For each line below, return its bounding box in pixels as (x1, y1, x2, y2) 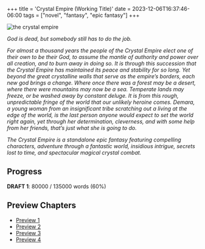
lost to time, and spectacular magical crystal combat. (7, 149, 142, 156)
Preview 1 (15, 216, 40, 223)
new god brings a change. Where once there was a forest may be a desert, (7, 79, 196, 86)
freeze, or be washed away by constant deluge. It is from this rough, (7, 92, 179, 99)
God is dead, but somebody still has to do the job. (7, 35, 133, 42)
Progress (7, 166, 42, 177)
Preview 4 (15, 236, 41, 243)
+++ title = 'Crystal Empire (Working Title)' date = (7, 5, 131, 12)
